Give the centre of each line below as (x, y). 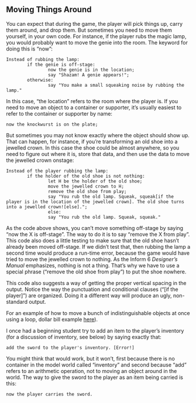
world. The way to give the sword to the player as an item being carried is (94, 377)
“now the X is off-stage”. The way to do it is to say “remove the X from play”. (98, 234)
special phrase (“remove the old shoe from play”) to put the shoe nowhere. (96, 272)
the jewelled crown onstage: (40, 160)
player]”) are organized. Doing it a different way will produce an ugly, (89, 295)
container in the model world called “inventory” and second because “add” (97, 365)
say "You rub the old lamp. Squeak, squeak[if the (111, 197)
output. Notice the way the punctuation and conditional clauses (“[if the (92, 289)
